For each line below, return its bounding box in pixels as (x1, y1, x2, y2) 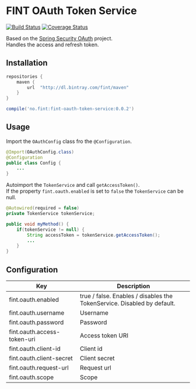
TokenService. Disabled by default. (79, 299, 176, 307)
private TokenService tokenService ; (6, 211, 95, 217)
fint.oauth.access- (9, 328, 60, 336)
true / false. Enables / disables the (79, 292, 173, 300)
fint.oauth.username (9, 309, 65, 317)
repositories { (6, 73, 43, 80)
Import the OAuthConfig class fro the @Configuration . (6, 138, 132, 145)
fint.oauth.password (9, 318, 64, 326)
